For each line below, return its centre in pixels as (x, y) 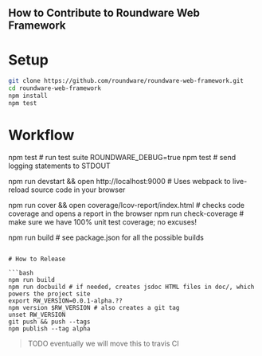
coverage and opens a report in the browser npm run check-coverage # (126, 213)
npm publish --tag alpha (49, 329)
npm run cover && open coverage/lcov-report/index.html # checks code (127, 205)
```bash (21, 273)
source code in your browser (78, 190)
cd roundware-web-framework (55, 88)
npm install (28, 96)
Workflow (41, 135)
